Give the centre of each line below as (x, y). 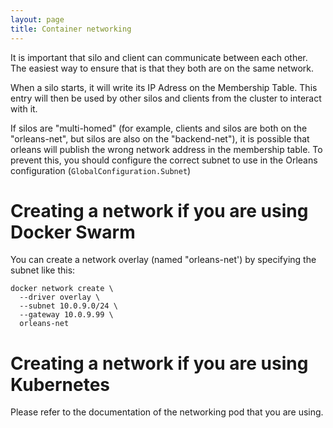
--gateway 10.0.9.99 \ (66, 315)
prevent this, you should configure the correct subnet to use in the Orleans (164, 160)
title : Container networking (71, 29)
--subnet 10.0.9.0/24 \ (68, 306)
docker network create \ (62, 289)
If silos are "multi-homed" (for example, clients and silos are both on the (159, 128)
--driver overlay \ (60, 297)
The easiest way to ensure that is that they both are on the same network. (162, 68)
